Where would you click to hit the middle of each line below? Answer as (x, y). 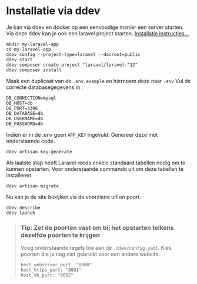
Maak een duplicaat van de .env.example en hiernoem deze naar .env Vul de (98, 81)
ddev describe (24, 207)
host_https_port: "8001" (51, 270)
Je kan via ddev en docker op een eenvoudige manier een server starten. (95, 27)
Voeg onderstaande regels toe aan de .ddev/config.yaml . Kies (96, 248)
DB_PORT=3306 (22, 108)
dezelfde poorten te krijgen (60, 235)
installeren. (20, 175)
